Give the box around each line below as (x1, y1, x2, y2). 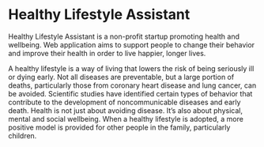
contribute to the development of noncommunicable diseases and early (8, 97, 241, 107)
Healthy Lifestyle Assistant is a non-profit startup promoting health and (8, 32, 239, 41)
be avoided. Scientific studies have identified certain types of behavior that (8, 89, 253, 98)
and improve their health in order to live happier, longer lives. (8, 48, 206, 58)
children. (8, 130, 37, 140)
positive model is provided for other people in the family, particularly (8, 122, 231, 132)
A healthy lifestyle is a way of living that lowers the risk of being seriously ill (8, 63, 255, 73)
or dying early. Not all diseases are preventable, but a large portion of (8, 72, 235, 81)
